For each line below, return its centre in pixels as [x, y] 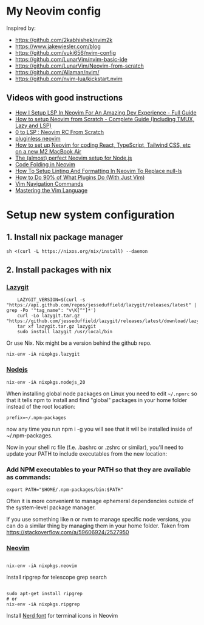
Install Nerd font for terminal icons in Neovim [62, 616]
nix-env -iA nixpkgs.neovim [42, 566]
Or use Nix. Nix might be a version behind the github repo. [79, 343]
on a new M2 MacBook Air [48, 151]
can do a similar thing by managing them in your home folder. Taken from [98, 526]
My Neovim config [54, 11]
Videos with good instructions [65, 98]
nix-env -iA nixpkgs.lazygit [43, 355]
